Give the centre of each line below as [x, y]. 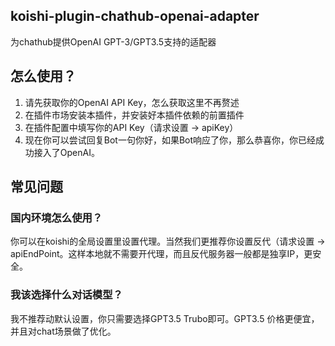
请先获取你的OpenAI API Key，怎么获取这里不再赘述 [132, 102]
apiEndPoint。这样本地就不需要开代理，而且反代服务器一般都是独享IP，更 [161, 254]
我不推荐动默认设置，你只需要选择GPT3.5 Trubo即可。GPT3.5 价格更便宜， [165, 318]
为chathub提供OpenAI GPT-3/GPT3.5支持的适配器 [113, 41]
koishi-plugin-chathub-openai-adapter [135, 16]
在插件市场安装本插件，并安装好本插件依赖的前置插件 [134, 115]
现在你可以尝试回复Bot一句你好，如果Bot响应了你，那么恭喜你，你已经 [170, 140]
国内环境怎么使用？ [56, 217]
